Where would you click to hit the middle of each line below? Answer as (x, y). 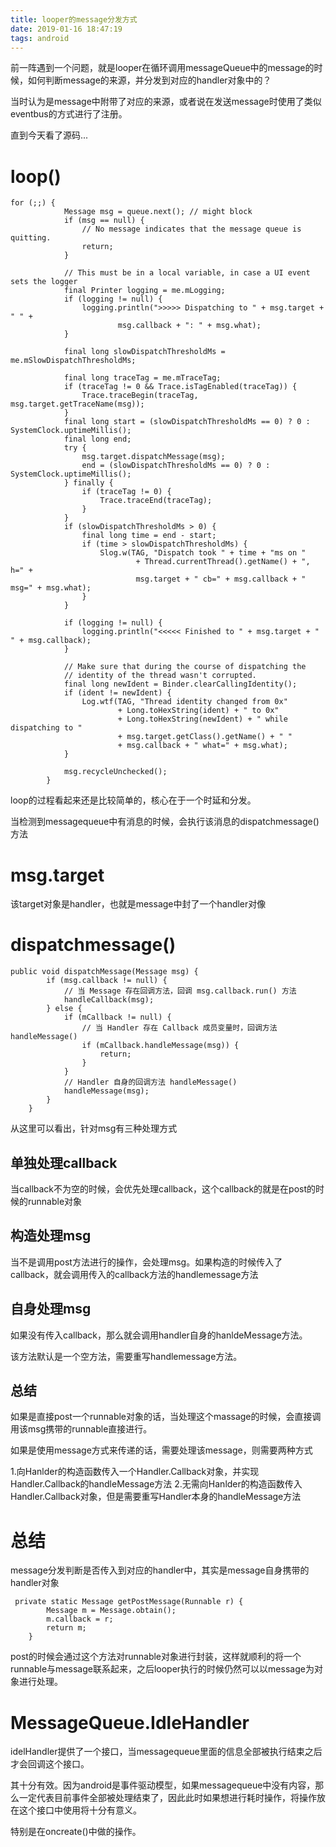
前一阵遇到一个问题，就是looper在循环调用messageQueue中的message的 (162, 68)
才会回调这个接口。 (50, 1764)
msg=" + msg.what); (51, 588)
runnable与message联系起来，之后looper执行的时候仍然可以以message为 (162, 1669)
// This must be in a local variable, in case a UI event (187, 273)
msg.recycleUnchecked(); (115, 772)
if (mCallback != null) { (117, 1017)
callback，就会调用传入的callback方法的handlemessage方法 (134, 1274)
